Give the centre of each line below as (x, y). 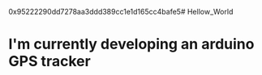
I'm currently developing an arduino (131, 44)
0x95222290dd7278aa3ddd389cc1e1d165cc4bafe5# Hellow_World (121, 12)
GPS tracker (49, 62)
